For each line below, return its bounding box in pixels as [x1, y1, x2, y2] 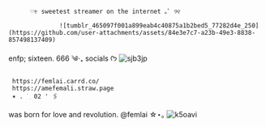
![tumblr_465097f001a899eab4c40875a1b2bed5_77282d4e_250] [59, 22, 260, 30]
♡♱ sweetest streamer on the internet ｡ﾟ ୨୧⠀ [29, 7, 185, 15]
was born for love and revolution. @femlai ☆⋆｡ [8, 110, 165, 119]
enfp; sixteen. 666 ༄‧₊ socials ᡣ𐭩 [8, 53, 118, 63]
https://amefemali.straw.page [11, 84, 114, 92]
